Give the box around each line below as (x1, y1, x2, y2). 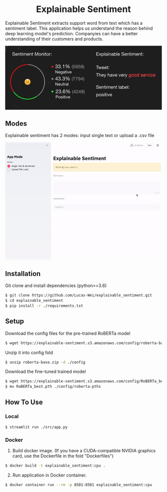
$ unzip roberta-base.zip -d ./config (5, 359, 85, 365)
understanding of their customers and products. (5, 36, 103, 42)
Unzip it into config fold (5, 350, 53, 355)
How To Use (5, 398, 43, 406)
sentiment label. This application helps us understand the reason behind (5, 25, 153, 31)
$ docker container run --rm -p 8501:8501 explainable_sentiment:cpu (5, 482, 153, 487)
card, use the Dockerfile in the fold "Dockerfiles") (12, 453, 114, 459)
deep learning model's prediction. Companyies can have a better (5, 30, 138, 36)
